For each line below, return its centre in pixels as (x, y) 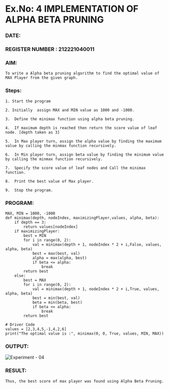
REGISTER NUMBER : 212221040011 (50, 49)
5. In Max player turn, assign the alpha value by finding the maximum (83, 141)
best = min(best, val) (56, 298)
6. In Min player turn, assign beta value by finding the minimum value (85, 155)
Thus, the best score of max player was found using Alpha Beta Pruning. (85, 381)
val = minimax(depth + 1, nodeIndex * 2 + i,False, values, (97, 245)
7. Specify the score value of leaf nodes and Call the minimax (75, 168)
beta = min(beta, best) (57, 302)
